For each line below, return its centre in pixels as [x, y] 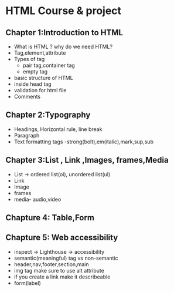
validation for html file [40, 90]
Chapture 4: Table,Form [50, 218]
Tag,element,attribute [40, 53]
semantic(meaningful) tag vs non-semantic [66, 258]
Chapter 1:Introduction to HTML [64, 33]
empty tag [35, 71]
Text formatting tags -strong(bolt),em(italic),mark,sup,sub [83, 142]
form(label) [28, 283]
